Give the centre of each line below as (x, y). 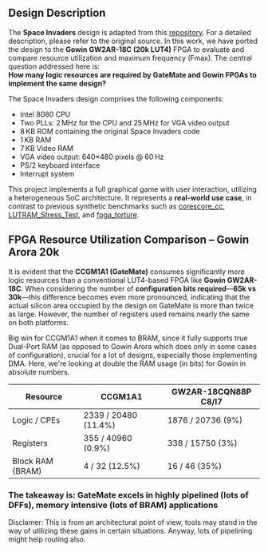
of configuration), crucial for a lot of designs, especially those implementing (133, 355)
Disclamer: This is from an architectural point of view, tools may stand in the (133, 522)
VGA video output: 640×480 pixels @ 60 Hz (92, 157)
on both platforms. (39, 322)
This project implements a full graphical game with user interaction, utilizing (133, 189)
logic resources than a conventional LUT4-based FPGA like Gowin (117, 280)
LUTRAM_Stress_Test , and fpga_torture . (74, 214)
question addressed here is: (54, 66)
